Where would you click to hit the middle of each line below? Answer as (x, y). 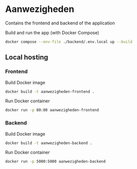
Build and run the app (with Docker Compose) (52, 32)
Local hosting (27, 58)
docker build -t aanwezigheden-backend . (49, 143)
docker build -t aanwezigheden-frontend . (50, 91)
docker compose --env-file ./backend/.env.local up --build (69, 42)
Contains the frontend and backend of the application (60, 23)
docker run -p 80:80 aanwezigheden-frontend (52, 110)
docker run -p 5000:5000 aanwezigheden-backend (56, 162)
